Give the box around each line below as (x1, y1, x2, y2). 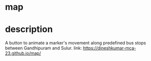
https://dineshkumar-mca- (83, 45, 136, 51)
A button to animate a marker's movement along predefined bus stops (5, 40, 146, 46)
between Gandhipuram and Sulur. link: (5, 45, 82, 51)
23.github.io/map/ (5, 50, 42, 56)
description (5, 24, 53, 35)
